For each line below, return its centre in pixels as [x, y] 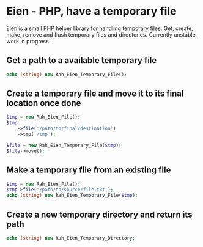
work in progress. [28, 41]
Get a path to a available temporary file [82, 60]
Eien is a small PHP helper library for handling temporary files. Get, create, [100, 28]
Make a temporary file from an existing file [89, 170]
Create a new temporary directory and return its [99, 214]
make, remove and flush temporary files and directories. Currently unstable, [102, 34]
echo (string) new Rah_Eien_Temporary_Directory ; [71, 238]
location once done [44, 103]
